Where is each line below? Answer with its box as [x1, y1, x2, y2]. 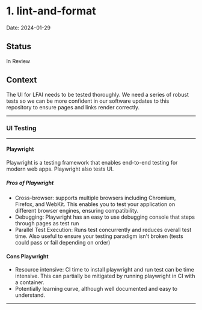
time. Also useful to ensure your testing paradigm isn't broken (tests [14, 232, 183, 240]
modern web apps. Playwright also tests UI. [6, 165, 114, 172]
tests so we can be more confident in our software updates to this [6, 97, 170, 105]
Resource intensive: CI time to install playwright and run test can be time [14, 266, 194, 273]
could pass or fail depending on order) [14, 239, 111, 246]
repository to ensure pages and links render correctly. [6, 103, 140, 111]
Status [6, 41, 32, 52]
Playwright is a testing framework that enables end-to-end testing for [6, 159, 178, 166]
